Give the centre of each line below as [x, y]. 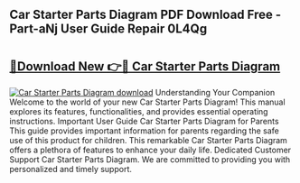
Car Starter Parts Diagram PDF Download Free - [145, 15]
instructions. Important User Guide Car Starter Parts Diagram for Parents [144, 121]
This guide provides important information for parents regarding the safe [145, 131]
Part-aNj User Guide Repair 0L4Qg [108, 29]
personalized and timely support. [71, 169]
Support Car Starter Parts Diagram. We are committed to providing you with [150, 160]
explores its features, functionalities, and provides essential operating [139, 111]
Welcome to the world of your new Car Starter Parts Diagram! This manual [148, 102]
